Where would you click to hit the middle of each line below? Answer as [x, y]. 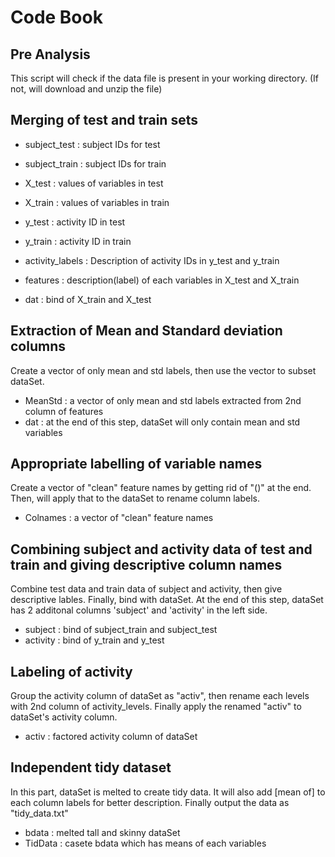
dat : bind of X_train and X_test [88, 299]
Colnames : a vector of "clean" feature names [119, 518]
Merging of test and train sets [104, 120]
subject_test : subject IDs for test [92, 144]
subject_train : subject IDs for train [95, 163]
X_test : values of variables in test [94, 183]
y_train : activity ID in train [78, 241]
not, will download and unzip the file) [86, 89]
